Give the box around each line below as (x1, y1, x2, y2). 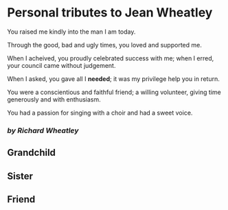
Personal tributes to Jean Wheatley (7, 5, 213, 21)
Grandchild (7, 147, 56, 159)
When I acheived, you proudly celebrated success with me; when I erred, (7, 54, 214, 62)
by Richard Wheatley (7, 126, 79, 135)
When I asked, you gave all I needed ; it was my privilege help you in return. (7, 74, 220, 83)
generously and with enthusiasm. (7, 95, 101, 104)
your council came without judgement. (7, 61, 116, 69)
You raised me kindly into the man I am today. (7, 27, 136, 36)
